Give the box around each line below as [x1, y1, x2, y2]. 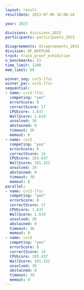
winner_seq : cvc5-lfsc [5, 76, 52, 81]
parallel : [5, 184, 26, 189]
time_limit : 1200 [5, 62, 41, 68]
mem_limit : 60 [5, 67, 35, 72]
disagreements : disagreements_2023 [5, 44, 79, 49]
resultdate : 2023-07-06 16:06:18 [5, 12, 75, 17]
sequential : [5, 86, 30, 91]
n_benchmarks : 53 [5, 58, 41, 63]
